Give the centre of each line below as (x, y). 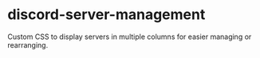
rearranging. (28, 44)
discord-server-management (106, 15)
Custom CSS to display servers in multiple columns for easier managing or (130, 37)
